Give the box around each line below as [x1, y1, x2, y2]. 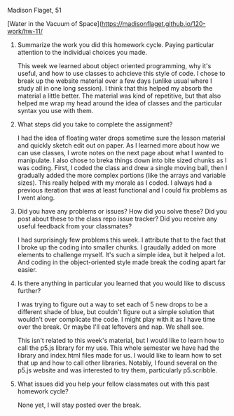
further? [17, 287, 41, 294]
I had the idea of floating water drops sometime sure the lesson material [17, 134, 226, 142]
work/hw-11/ [7, 27, 43, 35]
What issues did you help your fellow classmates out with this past [17, 379, 209, 388]
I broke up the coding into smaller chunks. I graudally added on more [17, 243, 216, 252]
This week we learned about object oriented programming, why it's [17, 62, 212, 70]
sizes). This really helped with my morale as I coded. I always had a [17, 178, 212, 187]
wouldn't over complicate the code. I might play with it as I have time [17, 316, 216, 323]
